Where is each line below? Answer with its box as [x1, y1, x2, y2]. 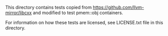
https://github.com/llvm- [93, 5, 144, 10]
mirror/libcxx [5, 10, 32, 16]
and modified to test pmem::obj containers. [33, 10, 123, 16]
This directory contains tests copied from [5, 5, 92, 10]
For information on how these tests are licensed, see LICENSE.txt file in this [5, 20, 163, 25]
